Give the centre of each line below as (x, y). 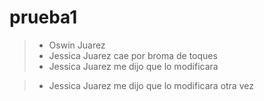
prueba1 (43, 17)
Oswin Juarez (77, 45)
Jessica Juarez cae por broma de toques (133, 55)
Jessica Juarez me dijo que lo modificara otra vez (151, 85)
